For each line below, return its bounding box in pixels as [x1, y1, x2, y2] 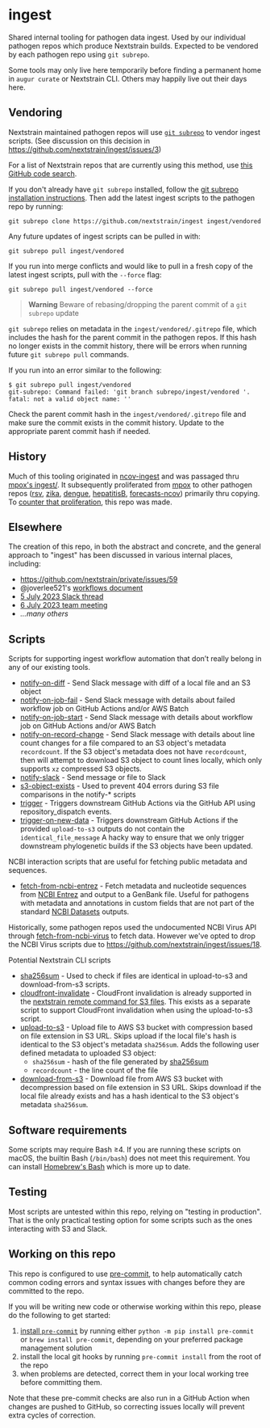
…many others [19, 609, 69, 619]
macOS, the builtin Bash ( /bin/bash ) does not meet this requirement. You [8, 1153, 251, 1163]
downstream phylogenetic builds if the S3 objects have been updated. [19, 841, 254, 851]
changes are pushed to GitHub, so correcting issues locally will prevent [8, 1401, 245, 1411]
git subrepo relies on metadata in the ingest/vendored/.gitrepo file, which [8, 323, 257, 333]
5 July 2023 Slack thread [19, 592, 104, 601]
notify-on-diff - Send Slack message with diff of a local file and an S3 [19, 678, 251, 688]
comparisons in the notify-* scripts [19, 790, 136, 799]
